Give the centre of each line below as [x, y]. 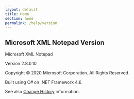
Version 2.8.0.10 [21, 64]
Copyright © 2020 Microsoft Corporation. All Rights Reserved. [67, 73]
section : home [19, 18]
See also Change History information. [42, 92]
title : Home [17, 14]
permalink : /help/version [31, 23]
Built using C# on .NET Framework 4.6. [44, 82]
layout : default [21, 9]
